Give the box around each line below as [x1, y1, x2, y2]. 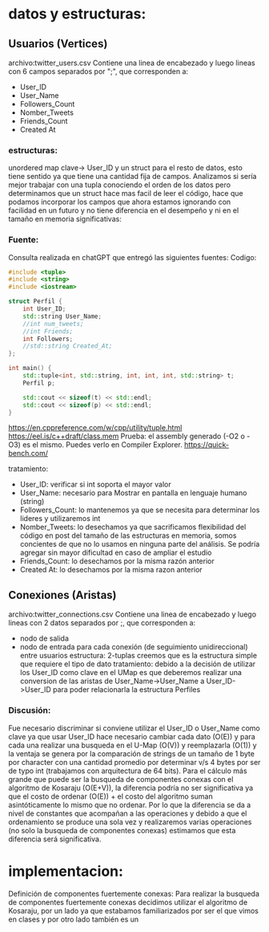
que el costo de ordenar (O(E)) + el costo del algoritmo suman [8, 792, 214, 801]
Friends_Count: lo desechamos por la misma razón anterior [19, 556, 215, 566]
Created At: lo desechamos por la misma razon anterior [19, 565, 203, 575]
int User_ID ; [22, 305, 66, 313]
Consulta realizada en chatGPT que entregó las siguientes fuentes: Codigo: [8, 252, 257, 262]
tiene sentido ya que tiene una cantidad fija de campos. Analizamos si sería [8, 172, 257, 181]
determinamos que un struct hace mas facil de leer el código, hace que [8, 189, 243, 198]
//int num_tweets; [22, 319, 84, 328]
